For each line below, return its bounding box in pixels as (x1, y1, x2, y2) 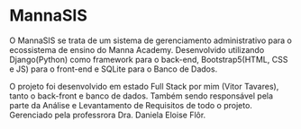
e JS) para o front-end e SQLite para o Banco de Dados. (9, 64, 218, 74)
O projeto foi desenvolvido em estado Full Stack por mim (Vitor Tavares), (9, 81, 279, 91)
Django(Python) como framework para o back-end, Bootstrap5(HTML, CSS (9, 54, 288, 64)
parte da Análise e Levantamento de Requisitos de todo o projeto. (9, 99, 252, 110)
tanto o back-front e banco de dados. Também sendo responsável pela (9, 90, 273, 101)
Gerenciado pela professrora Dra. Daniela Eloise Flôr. (9, 109, 206, 120)
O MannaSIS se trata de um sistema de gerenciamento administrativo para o (9, 35, 293, 46)
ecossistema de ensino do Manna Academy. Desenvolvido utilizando (9, 44, 265, 55)
